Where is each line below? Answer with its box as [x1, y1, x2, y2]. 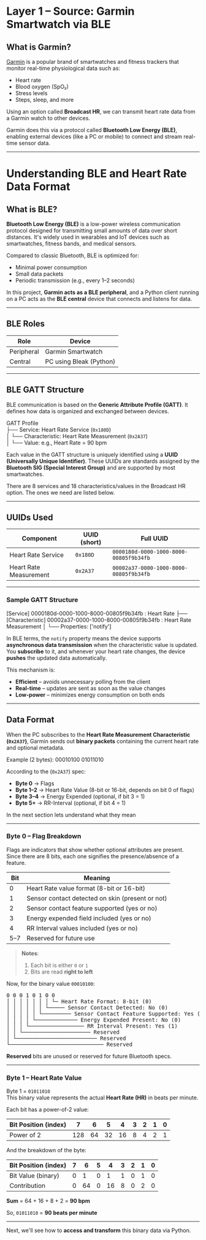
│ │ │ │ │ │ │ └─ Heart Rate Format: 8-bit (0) [6, 998, 152, 1005]
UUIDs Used [6, 513, 53, 523]
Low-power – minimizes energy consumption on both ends [15, 691, 165, 698]
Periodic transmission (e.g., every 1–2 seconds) [15, 277, 135, 284]
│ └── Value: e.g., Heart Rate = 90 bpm [6, 439, 107, 446]
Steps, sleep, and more [15, 96, 74, 103]
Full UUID [140, 534, 169, 543]
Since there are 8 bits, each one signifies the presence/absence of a [6, 852, 179, 860]
